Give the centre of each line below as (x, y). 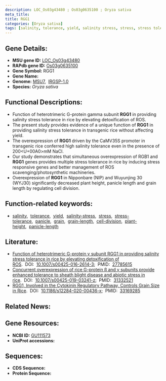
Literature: (22, 242)
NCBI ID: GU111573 (31, 335)
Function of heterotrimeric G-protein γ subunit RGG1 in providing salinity (86, 254)
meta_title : (17, 14)
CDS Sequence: (29, 368)
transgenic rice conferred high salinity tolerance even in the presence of (86, 146)
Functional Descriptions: (44, 102)
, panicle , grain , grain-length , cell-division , (77, 221)
